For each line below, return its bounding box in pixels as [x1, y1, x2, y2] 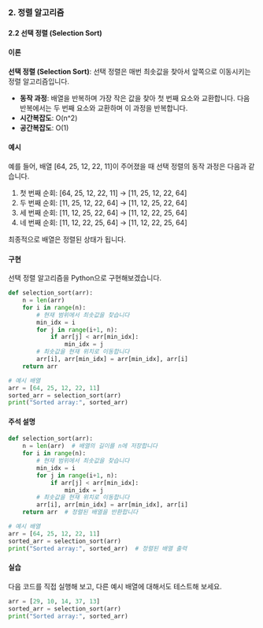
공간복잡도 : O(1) [19, 122, 69, 132]
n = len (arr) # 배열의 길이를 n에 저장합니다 [22, 442, 158, 450]
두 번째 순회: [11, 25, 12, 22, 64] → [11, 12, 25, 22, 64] [19, 197, 187, 207]
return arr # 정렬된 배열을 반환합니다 [22, 508, 139, 517]
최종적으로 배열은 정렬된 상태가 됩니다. [8, 235, 126, 244]
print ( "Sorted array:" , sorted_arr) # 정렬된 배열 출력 [8, 544, 187, 552]
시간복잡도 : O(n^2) [19, 113, 78, 122]
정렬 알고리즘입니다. [8, 77, 69, 86]
